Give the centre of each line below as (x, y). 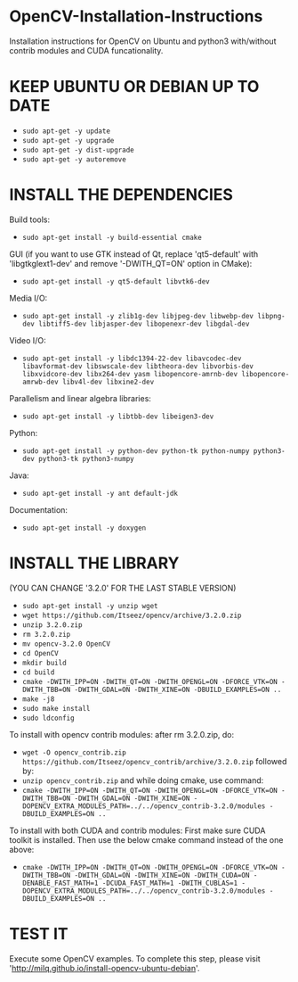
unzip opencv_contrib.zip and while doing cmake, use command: (143, 780)
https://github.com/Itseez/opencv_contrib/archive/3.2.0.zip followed (154, 761)
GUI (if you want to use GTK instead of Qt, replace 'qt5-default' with (134, 254)
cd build (38, 672)
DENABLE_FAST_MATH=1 (60, 883)
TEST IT (39, 933)
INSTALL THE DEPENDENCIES (121, 195)
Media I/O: (28, 298)
